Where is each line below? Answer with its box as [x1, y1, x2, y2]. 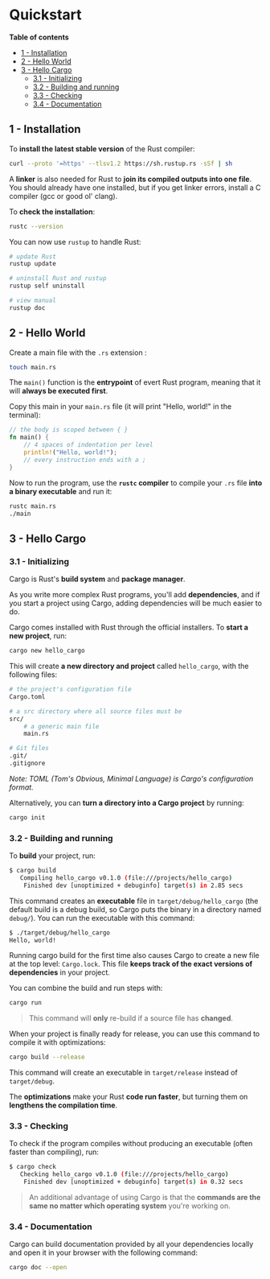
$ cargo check [9, 1163, 57, 1171]
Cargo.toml [9, 692, 46, 701]
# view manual [9, 296, 57, 304]
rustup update [9, 260, 57, 268]
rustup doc [9, 303, 46, 311]
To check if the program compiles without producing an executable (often [9, 1139, 253, 1149]
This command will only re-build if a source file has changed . [28, 1013, 234, 1023]
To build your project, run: [9, 851, 96, 860]
